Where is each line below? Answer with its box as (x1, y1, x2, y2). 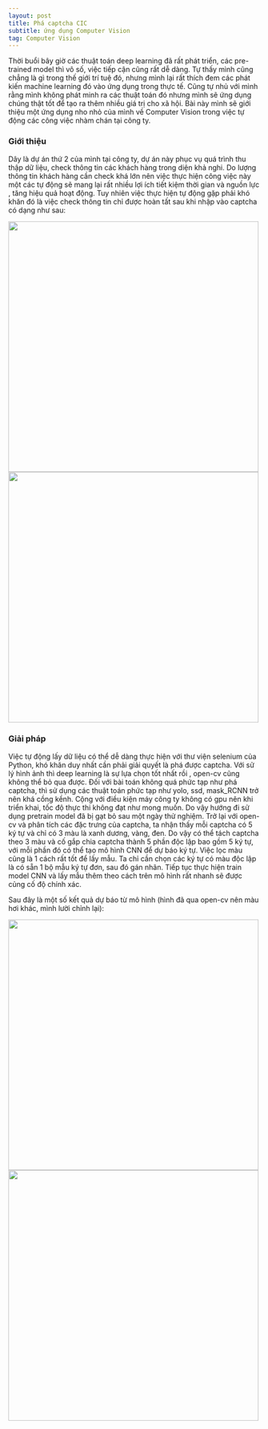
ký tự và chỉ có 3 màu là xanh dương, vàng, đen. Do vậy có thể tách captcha (8, 828, 259, 838)
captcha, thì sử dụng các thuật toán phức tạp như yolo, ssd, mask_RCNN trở (8, 785, 259, 795)
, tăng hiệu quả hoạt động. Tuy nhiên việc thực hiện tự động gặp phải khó (8, 188, 250, 197)
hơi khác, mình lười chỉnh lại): (8, 903, 105, 913)
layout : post (8, 11, 52, 20)
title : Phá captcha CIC (8, 19, 88, 27)
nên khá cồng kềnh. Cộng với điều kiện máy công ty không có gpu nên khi (8, 794, 254, 804)
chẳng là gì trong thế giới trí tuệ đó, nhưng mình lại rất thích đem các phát (8, 73, 250, 83)
